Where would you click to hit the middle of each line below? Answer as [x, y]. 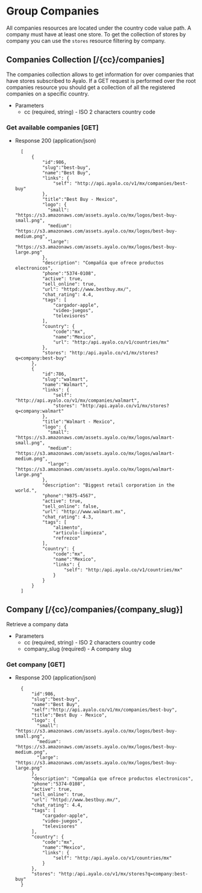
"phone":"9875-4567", [69, 496]
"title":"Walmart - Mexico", [79, 422]
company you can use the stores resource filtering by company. [86, 41]
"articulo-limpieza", [80, 533]
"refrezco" [67, 538]
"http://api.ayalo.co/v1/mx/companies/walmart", [77, 401]
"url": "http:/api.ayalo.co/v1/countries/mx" [111, 342]
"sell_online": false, [71, 506]
